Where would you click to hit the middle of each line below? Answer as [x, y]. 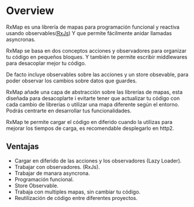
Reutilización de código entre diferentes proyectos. [76, 198]
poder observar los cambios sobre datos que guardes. [72, 81]
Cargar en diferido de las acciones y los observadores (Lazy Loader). [98, 161]
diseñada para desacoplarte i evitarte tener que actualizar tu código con [93, 98]
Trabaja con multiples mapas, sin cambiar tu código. [77, 192]
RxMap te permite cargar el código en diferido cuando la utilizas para [89, 122]
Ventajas [22, 146]
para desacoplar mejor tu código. [46, 63]
